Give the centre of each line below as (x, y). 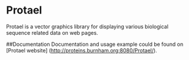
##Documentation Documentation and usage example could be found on (95, 44)
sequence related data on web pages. (52, 32)
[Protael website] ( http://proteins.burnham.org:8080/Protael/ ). (82, 50)
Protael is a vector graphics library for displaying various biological (87, 26)
